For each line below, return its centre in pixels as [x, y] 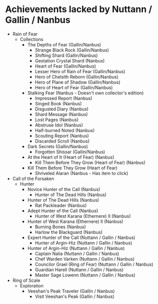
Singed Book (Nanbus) [58, 103]
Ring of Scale [26, 280]
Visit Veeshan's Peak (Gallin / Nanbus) [74, 296]
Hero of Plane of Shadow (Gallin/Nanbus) [77, 82]
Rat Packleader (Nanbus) [61, 205]
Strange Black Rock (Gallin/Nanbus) [72, 50]
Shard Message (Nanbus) [61, 114]
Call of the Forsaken [33, 178]
